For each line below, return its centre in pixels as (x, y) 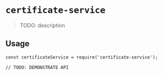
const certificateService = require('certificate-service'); (82, 57)
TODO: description (43, 25)
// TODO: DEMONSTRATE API (37, 67)
